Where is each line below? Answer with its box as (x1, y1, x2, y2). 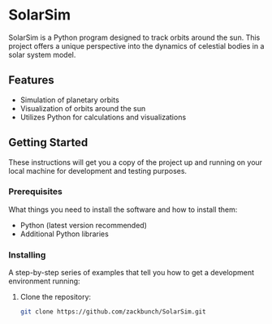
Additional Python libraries (19, 229, 110, 239)
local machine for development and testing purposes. (8, 166, 188, 175)
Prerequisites (8, 186, 63, 197)
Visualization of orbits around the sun (19, 103, 146, 113)
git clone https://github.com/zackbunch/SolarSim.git (19, 308, 206, 316)
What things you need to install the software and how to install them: (8, 205, 238, 214)
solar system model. (8, 50, 76, 59)
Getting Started (8, 136, 89, 149)
